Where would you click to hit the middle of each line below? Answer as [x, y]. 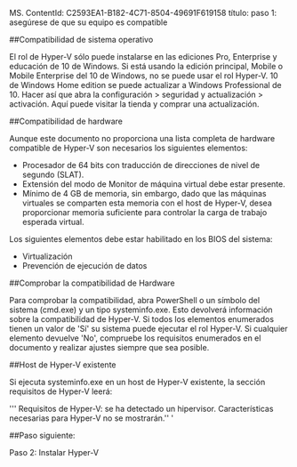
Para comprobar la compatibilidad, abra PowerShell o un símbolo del [135, 300]
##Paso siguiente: [42, 435]
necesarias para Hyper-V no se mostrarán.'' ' [92, 418]
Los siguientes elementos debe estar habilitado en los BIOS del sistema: [141, 239]
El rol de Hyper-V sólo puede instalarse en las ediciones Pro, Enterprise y [143, 56]
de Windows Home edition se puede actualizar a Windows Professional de [145, 85]
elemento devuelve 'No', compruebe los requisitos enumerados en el [135, 338]
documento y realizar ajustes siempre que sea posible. [109, 347]
